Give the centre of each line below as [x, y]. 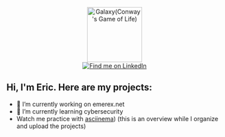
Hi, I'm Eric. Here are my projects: [79, 88]
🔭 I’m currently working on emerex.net [70, 104]
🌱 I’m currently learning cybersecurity [70, 111]
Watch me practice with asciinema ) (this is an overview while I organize [117, 118]
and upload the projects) [51, 126]
